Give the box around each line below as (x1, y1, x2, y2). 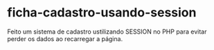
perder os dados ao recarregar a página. (7, 34, 123, 42)
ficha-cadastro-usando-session (7, 5, 197, 21)
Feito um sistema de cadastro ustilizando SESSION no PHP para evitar (7, 27, 207, 36)
